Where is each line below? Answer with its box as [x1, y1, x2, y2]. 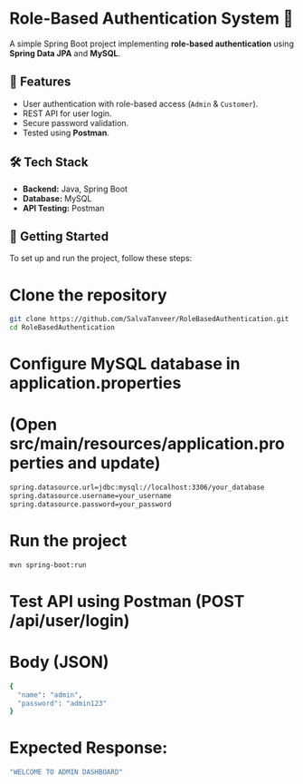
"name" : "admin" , [17, 690, 83, 700]
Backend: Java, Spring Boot [22, 183, 128, 194]
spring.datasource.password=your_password [9, 499, 172, 509]
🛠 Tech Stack [9, 154, 89, 171]
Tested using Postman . [22, 127, 110, 138]
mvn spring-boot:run [9, 560, 88, 570]
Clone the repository [9, 285, 167, 305]
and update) [67, 453, 161, 474]
